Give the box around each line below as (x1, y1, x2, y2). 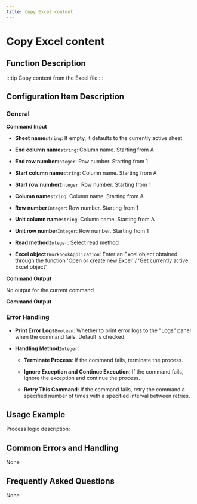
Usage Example (6, 409, 66, 420)
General (6, 109, 30, 117)
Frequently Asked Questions (6, 476, 115, 486)
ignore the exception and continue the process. (23, 374, 140, 381)
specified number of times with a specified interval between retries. (23, 392, 190, 399)
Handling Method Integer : (14, 345, 79, 352)
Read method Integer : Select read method (14, 239, 119, 246)
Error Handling (6, 313, 50, 321)
